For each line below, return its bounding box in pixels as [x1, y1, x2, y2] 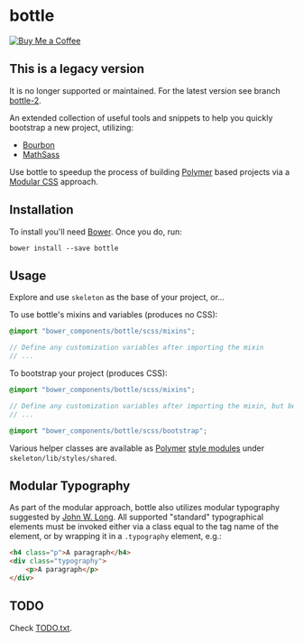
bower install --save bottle [9, 243, 119, 252]
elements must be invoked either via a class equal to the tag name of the [9, 521, 280, 532]
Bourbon [22, 139, 56, 150]
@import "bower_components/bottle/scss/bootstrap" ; [9, 426, 207, 436]
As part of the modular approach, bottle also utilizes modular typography [9, 502, 280, 513]
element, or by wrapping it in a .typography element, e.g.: [9, 531, 223, 542]
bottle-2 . [9, 95, 42, 105]
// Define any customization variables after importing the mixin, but [9, 401, 284, 410]
